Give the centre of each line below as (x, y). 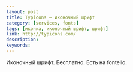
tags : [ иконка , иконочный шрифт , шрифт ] (58, 28)
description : (22, 40)
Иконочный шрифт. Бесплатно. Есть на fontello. (67, 62)
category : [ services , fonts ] (43, 23)
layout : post (22, 12)
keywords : (19, 46)
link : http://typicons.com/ (41, 34)
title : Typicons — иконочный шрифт (51, 17)
